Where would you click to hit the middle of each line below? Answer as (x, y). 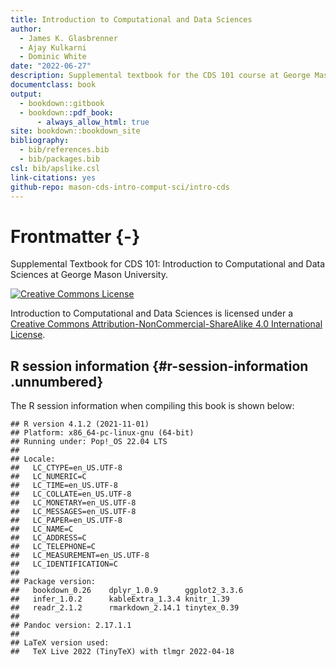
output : (26, 94)
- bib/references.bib (64, 150)
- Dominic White (53, 57)
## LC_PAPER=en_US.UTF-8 (66, 521)
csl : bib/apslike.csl (55, 168)
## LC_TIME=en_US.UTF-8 (64, 486)
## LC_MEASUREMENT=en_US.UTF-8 (80, 556)
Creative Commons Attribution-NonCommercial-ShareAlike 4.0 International (166, 324)
